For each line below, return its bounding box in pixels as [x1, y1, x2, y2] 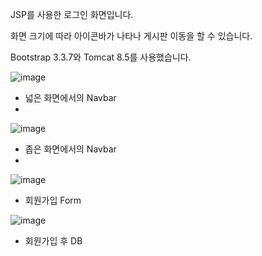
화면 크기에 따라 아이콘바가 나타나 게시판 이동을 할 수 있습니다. [10, 30, 253, 42]
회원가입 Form [24, 194, 82, 206]
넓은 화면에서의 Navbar [24, 92, 117, 103]
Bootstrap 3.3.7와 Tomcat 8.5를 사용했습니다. [10, 51, 192, 63]
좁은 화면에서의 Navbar [24, 143, 117, 155]
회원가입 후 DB [24, 235, 83, 247]
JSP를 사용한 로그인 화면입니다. [10, 9, 134, 20]
